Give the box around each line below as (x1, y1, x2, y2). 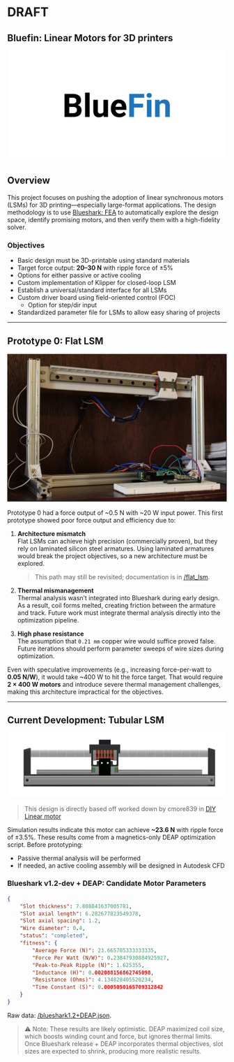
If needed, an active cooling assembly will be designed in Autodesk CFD (17, 861, 225, 870)
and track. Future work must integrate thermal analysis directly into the (17, 609, 221, 617)
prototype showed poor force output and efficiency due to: (7, 516, 176, 524)
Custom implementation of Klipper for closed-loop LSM (17, 279, 176, 287)
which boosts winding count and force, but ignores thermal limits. (24, 1032, 212, 1040)
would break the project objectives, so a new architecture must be (17, 551, 208, 560)
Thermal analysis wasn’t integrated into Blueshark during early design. (17, 593, 220, 602)
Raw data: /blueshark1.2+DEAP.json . (7, 1011, 111, 1019)
